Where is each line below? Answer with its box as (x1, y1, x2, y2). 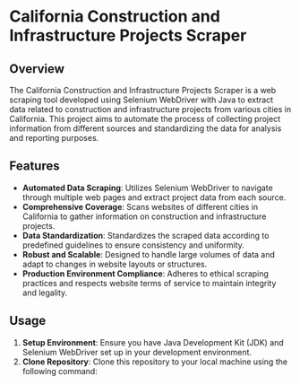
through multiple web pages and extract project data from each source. (21, 191, 287, 203)
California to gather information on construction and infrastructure (21, 211, 267, 222)
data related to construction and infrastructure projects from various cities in (9, 104, 292, 114)
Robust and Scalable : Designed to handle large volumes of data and (21, 249, 276, 259)
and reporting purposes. (9, 133, 99, 143)
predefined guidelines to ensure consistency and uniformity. (21, 240, 244, 250)
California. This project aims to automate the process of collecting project (9, 114, 280, 124)
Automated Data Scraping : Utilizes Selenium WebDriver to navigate (21, 182, 273, 193)
